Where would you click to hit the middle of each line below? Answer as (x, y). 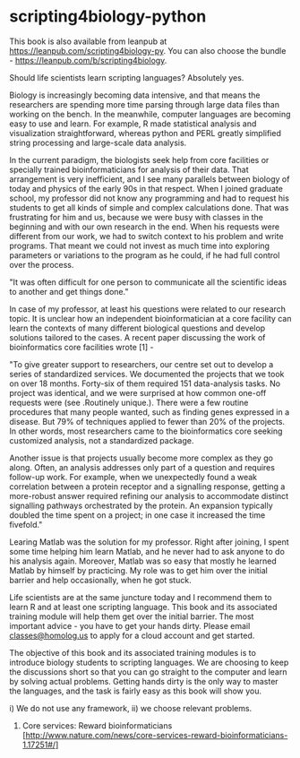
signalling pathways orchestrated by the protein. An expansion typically (141, 505)
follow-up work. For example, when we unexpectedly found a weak (133, 477)
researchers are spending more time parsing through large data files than (145, 104)
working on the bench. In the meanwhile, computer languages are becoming (150, 114)
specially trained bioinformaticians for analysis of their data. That (129, 169)
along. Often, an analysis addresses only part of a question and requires (142, 467)
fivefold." (26, 524)
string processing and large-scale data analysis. (98, 142)
